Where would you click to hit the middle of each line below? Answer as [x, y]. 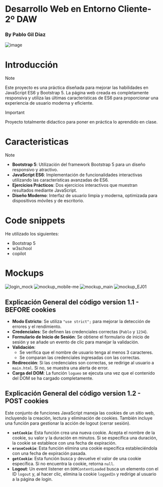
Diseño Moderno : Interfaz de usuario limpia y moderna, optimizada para [85, 196]
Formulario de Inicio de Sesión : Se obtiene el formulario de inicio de [81, 337]
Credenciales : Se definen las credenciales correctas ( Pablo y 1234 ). [80, 332]
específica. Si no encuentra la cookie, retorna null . [63, 464]
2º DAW [21, 19]
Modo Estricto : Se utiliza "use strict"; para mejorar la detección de [81, 322]
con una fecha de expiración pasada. [49, 453]
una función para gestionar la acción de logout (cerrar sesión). [68, 423]
